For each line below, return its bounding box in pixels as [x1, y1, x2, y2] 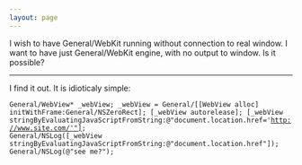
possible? [9, 56, 45, 67]
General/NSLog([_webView [9, 131, 102, 140]
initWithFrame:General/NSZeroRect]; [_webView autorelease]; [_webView [9, 108, 283, 117]
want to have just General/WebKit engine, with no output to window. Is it [9, 47, 276, 58]
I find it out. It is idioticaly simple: [9, 82, 131, 93]
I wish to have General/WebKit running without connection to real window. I [9, 38, 288, 48]
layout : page [9, 13, 58, 22]
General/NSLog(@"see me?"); [9, 147, 115, 156]
